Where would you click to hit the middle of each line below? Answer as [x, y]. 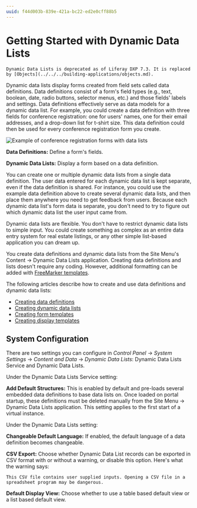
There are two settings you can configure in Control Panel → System [89, 353]
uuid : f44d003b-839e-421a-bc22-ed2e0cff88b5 [61, 11]
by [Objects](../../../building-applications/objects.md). [80, 74]
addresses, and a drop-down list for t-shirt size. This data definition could [95, 123]
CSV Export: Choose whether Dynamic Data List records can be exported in [98, 454]
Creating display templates [47, 320]
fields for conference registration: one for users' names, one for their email [96, 116]
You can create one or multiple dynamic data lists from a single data [89, 174]
